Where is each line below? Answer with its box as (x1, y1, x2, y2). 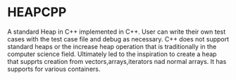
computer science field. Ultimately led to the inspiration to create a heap (7, 50, 217, 58)
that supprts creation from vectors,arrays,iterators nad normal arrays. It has (7, 57, 227, 65)
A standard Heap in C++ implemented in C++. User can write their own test (7, 27, 226, 36)
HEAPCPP (7, 4, 67, 20)
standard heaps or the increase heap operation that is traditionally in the (7, 42, 217, 51)
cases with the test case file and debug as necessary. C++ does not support (7, 34, 230, 43)
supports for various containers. (7, 65, 101, 73)
